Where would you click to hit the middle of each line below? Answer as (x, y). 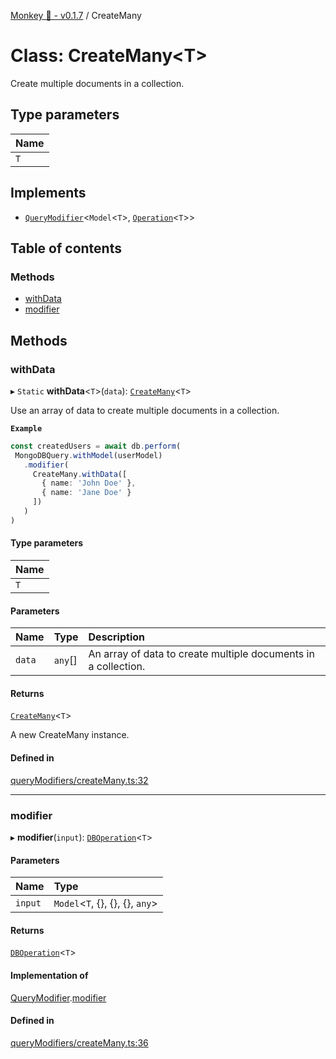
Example (26, 428)
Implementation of (49, 975)
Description (116, 637)
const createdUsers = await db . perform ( (96, 446)
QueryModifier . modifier (58, 997)
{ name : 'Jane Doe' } (86, 493)
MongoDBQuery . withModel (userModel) (88, 455)
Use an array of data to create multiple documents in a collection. (145, 410)
